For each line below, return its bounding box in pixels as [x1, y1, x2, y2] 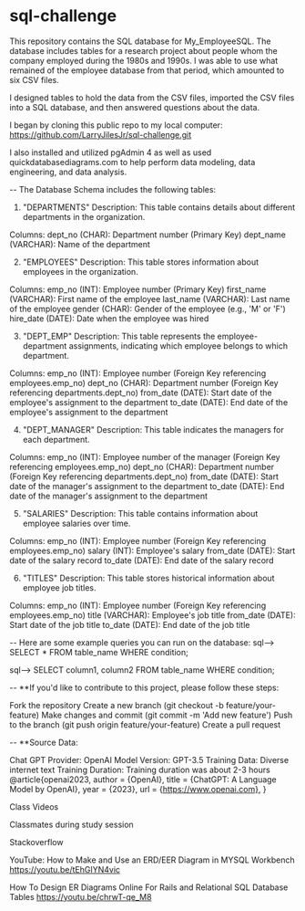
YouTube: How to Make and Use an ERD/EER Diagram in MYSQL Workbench [9, 854, 295, 865]
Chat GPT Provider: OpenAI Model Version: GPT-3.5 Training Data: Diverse [9, 754, 290, 765]
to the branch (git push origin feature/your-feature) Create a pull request [9, 718, 281, 730]
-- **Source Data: [9, 737, 79, 748]
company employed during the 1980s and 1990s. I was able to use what [9, 55, 279, 66]
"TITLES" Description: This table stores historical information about [22, 572, 275, 583]
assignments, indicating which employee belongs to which [68, 340, 289, 351]
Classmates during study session [9, 819, 134, 830]
